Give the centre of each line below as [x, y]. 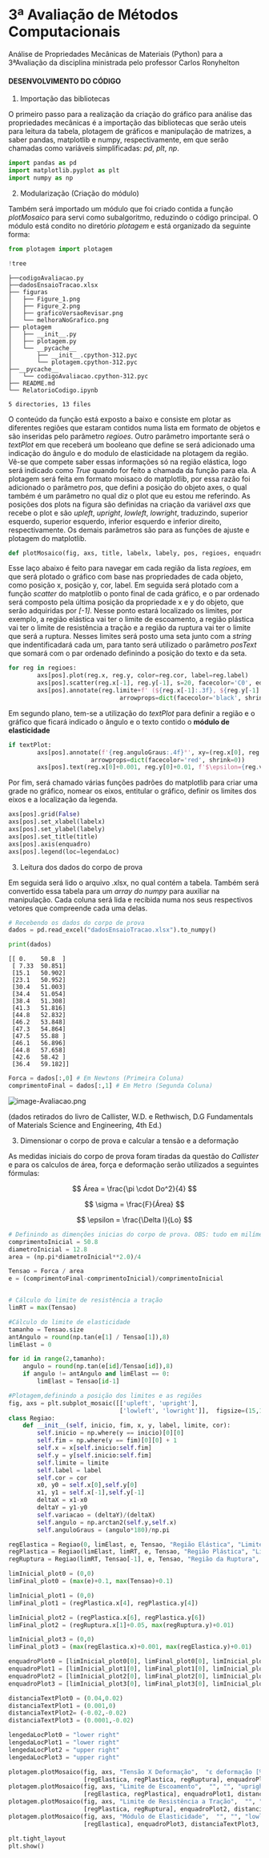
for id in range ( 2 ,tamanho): [57, 1359]
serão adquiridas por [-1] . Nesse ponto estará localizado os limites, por [125, 611]
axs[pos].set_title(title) [53, 836]
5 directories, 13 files [50, 404]
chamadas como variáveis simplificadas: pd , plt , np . [94, 148]
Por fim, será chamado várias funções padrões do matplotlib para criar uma [133, 782]
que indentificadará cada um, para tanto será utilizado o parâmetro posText [132, 645]
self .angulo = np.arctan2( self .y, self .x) [107, 1522]
